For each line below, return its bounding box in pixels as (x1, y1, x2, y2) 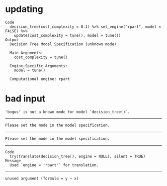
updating (5, 3, 43, 15)
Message (5, 158, 21, 163)
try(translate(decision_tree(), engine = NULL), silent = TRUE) (9, 154, 146, 159)
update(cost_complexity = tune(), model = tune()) (14, 33, 121, 38)
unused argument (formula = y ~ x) (5, 176, 79, 181)
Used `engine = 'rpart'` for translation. (9, 163, 99, 168)
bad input (5, 93, 46, 104)
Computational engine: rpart (9, 76, 70, 82)
